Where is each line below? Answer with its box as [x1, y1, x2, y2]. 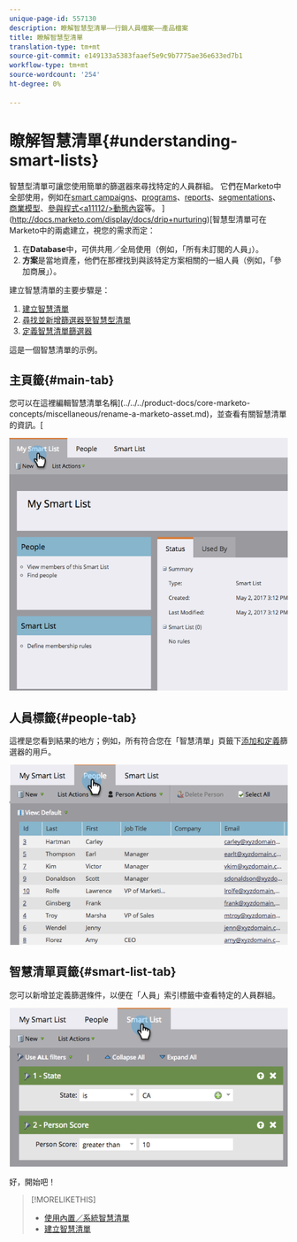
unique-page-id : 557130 [9, 14, 97, 23]
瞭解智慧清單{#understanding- [9, 131, 239, 150]
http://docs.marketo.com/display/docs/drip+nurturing [11, 213, 208, 225]
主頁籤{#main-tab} [9, 372, 115, 387]
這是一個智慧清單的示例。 [9, 344, 103, 355]
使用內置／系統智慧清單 [43, 1212, 130, 1223]
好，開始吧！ [9, 1177, 56, 1187]
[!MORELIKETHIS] [30, 1194, 96, 1205]
